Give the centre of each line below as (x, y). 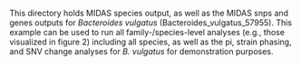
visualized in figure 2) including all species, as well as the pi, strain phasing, (150, 42)
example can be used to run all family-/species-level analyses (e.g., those (147, 32)
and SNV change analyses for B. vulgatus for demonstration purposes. (141, 52)
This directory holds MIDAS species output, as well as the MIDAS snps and (149, 13)
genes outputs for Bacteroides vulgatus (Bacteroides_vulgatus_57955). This (151, 23)
